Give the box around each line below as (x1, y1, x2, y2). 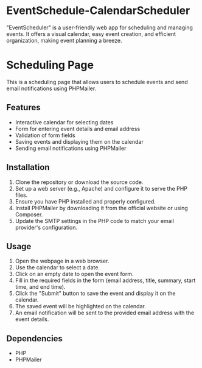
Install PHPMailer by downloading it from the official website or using (15, 204, 189, 211)
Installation (6, 162, 50, 172)
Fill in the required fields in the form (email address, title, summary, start (15, 277, 196, 284)
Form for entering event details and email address (15, 125, 141, 132)
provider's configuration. (15, 224, 78, 231)
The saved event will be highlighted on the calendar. (15, 303, 146, 310)
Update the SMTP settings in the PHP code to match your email (15, 217, 175, 224)
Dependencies (6, 333, 63, 344)
